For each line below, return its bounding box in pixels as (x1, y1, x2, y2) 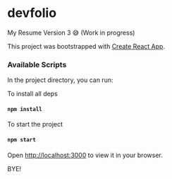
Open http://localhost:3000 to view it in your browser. (7, 151, 164, 159)
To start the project (7, 120, 63, 129)
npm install (7, 105, 42, 112)
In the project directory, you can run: (7, 76, 113, 84)
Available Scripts (7, 59, 67, 69)
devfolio (7, 5, 57, 21)
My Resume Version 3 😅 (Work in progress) (7, 28, 135, 37)
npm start (7, 137, 37, 144)
